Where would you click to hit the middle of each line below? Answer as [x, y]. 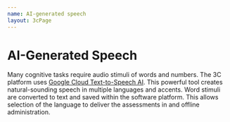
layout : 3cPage [30, 20]
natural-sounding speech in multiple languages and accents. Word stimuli [114, 90]
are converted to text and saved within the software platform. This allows [113, 97]
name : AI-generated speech [47, 14]
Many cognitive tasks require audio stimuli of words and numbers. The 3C [114, 75]
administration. [29, 112]
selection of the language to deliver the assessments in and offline [104, 105]
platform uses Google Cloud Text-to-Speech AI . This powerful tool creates [115, 83]
